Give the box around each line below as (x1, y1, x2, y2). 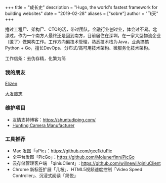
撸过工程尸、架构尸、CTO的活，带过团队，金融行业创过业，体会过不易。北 (5, 26, 157, 32)
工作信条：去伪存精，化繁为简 (5, 56, 66, 61)
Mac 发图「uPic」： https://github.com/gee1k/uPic (12, 148, 113, 154)
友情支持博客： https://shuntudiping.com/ (12, 117, 96, 122)
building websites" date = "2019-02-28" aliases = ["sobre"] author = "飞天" (5, 10, 159, 16)
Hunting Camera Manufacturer (12, 122, 75, 128)
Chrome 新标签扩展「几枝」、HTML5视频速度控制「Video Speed (12, 166, 142, 172)
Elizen (5, 81, 18, 87)
